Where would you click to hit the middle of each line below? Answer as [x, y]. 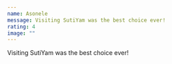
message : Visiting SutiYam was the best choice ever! [87, 20]
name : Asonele [28, 14]
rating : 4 [21, 26]
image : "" [21, 33]
